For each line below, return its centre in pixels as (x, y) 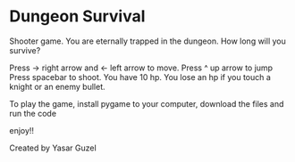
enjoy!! (21, 130)
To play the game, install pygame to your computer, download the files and (147, 103)
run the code (33, 113)
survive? (25, 50)
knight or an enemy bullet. (57, 86)
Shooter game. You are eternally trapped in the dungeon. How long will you (147, 41)
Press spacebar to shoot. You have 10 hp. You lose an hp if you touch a (140, 77)
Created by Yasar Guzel (53, 148)
